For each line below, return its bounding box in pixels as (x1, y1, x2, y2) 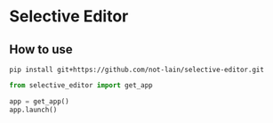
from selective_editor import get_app (9, 81, 153, 90)
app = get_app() (9, 96, 69, 106)
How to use (9, 42, 73, 57)
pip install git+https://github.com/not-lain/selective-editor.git (9, 65, 265, 74)
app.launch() (9, 105, 58, 114)
